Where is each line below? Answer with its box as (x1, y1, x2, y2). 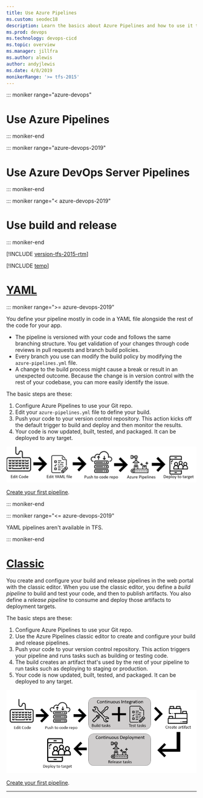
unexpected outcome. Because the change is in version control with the (14, 372, 195, 379)
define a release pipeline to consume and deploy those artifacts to (6, 596, 171, 603)
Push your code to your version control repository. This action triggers (14, 645, 190, 652)
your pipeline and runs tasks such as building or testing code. (14, 652, 169, 659)
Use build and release (6, 218, 117, 232)
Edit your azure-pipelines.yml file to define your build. (14, 408, 151, 416)
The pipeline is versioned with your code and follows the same (14, 334, 171, 341)
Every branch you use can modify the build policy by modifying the (14, 353, 182, 360)
